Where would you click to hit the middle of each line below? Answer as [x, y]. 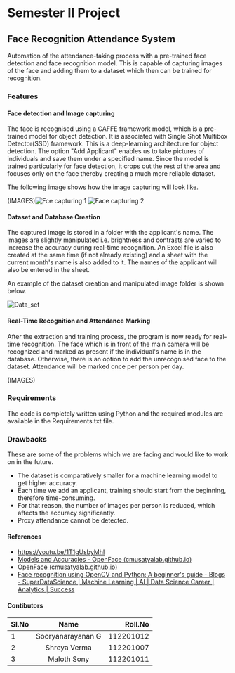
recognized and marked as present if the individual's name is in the [104, 351]
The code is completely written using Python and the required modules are [115, 414]
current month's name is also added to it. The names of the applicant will [113, 262]
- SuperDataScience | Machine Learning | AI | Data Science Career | [116, 582]
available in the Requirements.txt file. [61, 421]
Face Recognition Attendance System [91, 39]
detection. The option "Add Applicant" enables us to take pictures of [106, 151]
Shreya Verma [69, 647]
